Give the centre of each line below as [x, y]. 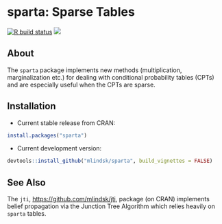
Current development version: [59, 148]
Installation [32, 106]
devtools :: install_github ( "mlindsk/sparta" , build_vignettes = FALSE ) [110, 161]
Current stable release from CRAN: [66, 123]
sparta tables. [27, 214]
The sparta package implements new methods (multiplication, [95, 70]
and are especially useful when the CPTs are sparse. [81, 85]
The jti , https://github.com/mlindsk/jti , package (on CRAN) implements [109, 199]
